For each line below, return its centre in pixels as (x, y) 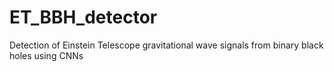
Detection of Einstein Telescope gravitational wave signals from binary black (166, 45)
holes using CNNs (46, 55)
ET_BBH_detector (83, 17)
